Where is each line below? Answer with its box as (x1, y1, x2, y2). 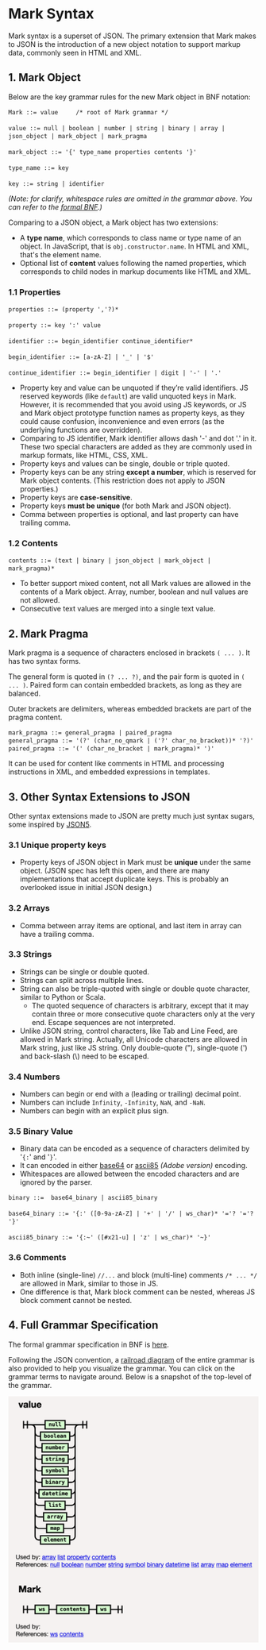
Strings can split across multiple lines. (19, 975, 145, 985)
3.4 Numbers (8, 1071, 61, 1082)
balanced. (8, 688, 41, 699)
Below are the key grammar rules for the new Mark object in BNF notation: (8, 92, 251, 102)
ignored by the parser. (19, 1178, 93, 1187)
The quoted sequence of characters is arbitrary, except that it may (31, 1000, 249, 1010)
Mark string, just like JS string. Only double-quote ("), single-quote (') (19, 1043, 248, 1052)
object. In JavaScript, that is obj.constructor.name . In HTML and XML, (19, 241, 249, 251)
